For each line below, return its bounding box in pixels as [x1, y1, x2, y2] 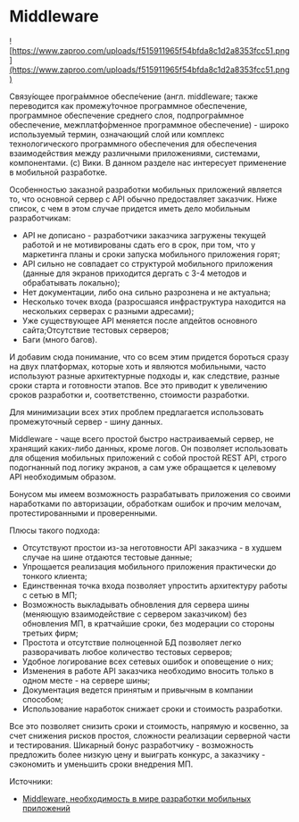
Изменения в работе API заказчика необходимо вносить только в [21, 665, 274, 676]
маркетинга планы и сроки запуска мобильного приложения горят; [21, 248, 281, 260]
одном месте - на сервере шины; [21, 675, 150, 685]
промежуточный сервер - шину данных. [9, 416, 163, 427]
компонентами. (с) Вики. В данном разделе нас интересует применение [9, 157, 287, 168]
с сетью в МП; [21, 589, 78, 600]
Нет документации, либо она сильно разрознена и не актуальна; [21, 286, 271, 297]
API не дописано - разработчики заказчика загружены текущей [21, 229, 266, 240]
